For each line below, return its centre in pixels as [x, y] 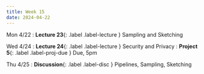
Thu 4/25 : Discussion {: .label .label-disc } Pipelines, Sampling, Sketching [99, 64]
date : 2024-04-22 [28, 17]
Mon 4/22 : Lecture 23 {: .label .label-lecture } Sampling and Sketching [95, 34]
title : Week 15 [26, 12]
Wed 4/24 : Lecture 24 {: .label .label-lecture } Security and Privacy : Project [102, 46]
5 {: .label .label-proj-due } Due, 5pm [52, 52]
